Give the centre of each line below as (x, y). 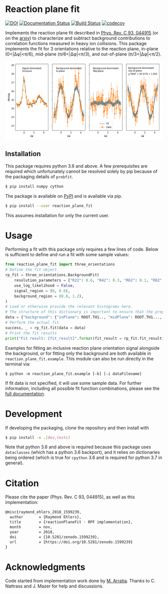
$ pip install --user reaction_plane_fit (49, 206)
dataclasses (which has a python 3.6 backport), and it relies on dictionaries (82, 452)
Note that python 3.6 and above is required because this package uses (78, 447)
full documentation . (25, 393)
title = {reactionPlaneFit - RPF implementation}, (71, 522)
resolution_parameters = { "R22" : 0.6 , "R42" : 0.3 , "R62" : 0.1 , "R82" (88, 280)
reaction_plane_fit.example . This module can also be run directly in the (79, 358)
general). (14, 463)
